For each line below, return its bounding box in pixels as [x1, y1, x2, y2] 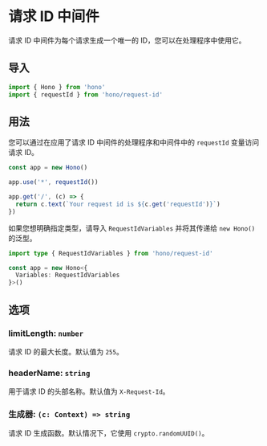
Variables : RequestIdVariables [15, 271, 120, 280]
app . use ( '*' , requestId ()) [8, 178, 99, 186]
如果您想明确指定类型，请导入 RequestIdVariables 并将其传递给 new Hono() [8, 223, 256, 233]
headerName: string [8, 367, 91, 378]
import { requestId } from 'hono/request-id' [8, 90, 163, 99]
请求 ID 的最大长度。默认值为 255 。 [8, 346, 124, 356]
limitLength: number [8, 327, 84, 338]
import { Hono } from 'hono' [8, 83, 106, 91]
